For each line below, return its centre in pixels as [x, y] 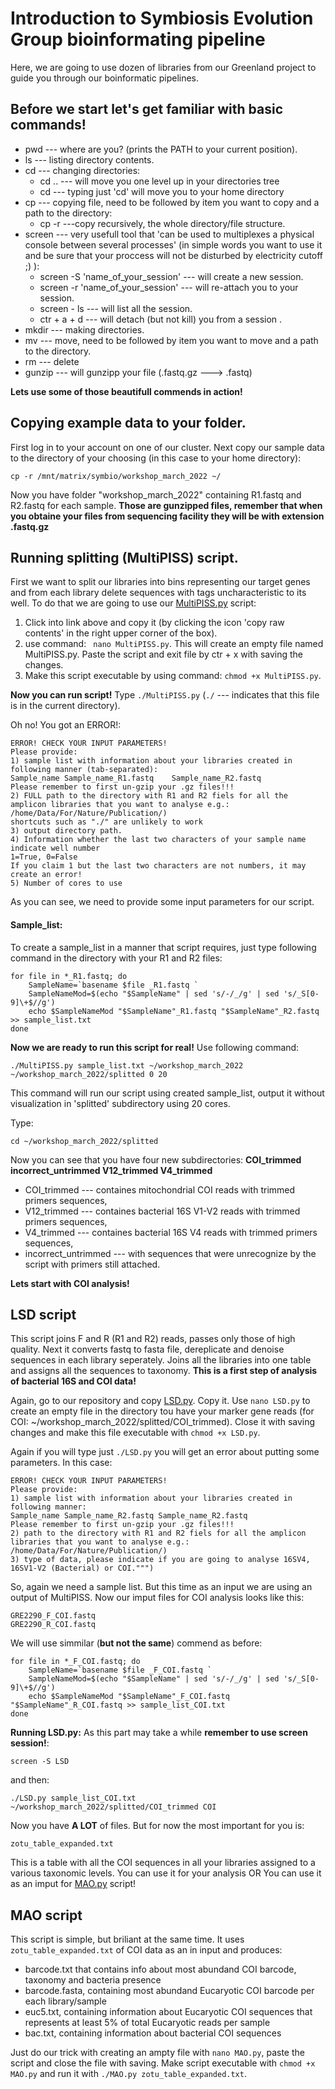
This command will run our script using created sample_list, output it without [167, 1093]
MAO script [46, 1915]
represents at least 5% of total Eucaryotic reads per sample [147, 2023]
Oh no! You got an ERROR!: [66, 725]
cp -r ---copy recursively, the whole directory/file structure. [162, 223]
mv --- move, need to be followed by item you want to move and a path [171, 340]
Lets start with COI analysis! [70, 1283]
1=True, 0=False [44, 857]
